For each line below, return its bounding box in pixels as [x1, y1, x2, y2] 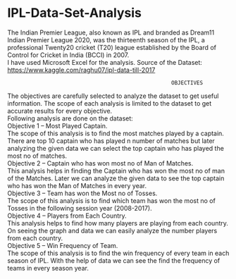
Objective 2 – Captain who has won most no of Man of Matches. [7, 159, 194, 167]
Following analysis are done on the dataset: [7, 114, 134, 123]
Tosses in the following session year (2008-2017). [7, 204, 153, 212]
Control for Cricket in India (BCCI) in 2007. [7, 51, 130, 59]
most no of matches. [7, 151, 68, 160]
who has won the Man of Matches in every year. [7, 181, 147, 190]
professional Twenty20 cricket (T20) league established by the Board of [7, 43, 217, 51]
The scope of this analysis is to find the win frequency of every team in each [7, 249, 230, 257]
